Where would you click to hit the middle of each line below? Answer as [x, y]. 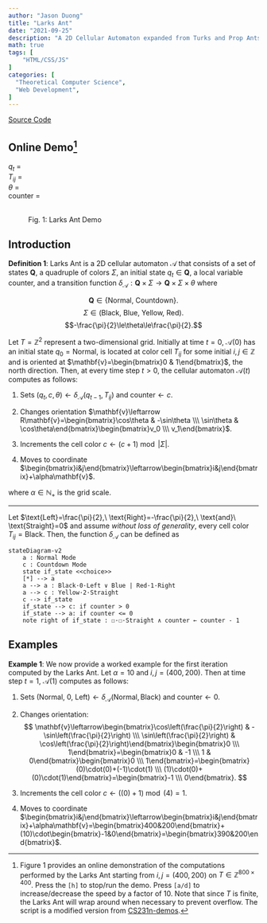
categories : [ [32, 75]
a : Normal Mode [50, 557]
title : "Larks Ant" [41, 23]
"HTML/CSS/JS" [46, 61]
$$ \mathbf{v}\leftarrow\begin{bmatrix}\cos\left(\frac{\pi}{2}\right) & [137, 726]
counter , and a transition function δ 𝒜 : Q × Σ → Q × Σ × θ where [113, 284]
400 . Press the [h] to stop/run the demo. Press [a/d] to [110, 884]
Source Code [30, 119]
